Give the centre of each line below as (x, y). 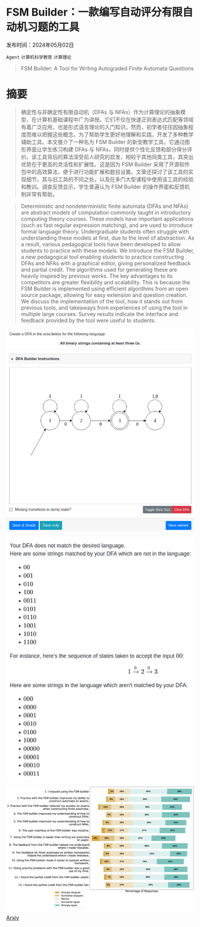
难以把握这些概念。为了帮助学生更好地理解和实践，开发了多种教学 (113, 134)
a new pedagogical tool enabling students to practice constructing (102, 257)
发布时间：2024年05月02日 (40, 45)
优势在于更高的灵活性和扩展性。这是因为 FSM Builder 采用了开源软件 (105, 164)
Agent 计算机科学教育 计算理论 (39, 57)
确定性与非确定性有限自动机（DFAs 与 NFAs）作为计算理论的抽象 (101, 112)
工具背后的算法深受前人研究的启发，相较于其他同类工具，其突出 (115, 156)
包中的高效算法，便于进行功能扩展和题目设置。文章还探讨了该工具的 (104, 171)
